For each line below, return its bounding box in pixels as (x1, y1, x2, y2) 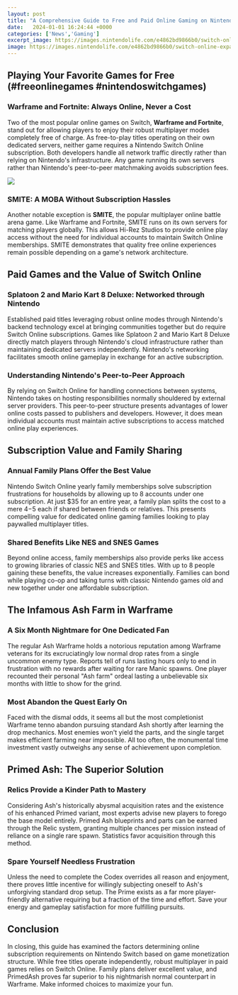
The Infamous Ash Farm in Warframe (7, 604, 174, 616)
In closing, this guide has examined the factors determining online (7, 942, 200, 950)
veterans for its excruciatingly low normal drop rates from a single (7, 649, 200, 657)
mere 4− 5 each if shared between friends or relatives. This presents (7, 504, 207, 513)
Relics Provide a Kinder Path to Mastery (7, 785, 147, 795)
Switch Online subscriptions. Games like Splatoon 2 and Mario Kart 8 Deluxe (7, 330, 230, 338)
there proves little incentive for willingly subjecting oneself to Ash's (7, 880, 203, 889)
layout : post (7, 10, 46, 18)
